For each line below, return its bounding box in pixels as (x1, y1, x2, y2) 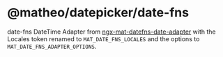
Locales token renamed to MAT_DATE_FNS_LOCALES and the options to (7, 34, 200, 43)
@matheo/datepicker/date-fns (7, 5, 190, 21)
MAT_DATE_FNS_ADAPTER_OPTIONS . (7, 42, 97, 50)
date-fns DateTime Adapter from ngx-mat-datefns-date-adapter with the (7, 27, 216, 36)
